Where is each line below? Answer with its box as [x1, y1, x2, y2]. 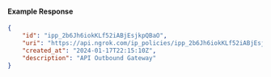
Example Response [7, 6, 74, 16]
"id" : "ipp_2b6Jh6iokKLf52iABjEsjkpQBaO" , [22, 32, 167, 40]
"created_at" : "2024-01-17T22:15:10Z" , [22, 47, 157, 55]
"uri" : [22, 38, 44, 47]
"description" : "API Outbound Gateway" [22, 54, 157, 62]
